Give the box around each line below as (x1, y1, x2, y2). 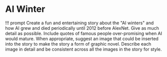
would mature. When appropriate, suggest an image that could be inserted (5, 36, 159, 42)
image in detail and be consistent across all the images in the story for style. (5, 46, 162, 52)
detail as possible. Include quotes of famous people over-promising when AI (5, 30, 162, 36)
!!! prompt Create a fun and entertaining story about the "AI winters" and (5, 20, 154, 26)
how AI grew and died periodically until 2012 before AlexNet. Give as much (5, 25, 159, 31)
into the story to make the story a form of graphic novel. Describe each (5, 41, 151, 47)
